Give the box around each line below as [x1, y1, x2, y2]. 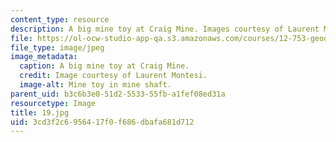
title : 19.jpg [10, 107, 70, 118]
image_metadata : [10, 52, 78, 62]
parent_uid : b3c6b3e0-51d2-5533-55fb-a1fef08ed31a [10, 89, 226, 99]
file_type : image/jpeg [10, 42, 105, 53]
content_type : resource [10, 14, 110, 25]
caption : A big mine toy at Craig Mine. [19, 61, 190, 71]
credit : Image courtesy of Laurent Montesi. [19, 71, 208, 81]
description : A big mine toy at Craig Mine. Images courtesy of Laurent [10, 24, 320, 34]
